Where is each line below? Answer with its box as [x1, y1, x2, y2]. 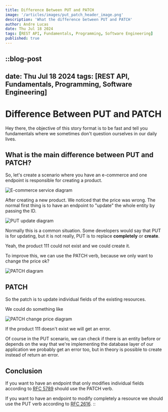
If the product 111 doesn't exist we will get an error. [5, 326, 111, 332]
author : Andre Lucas [5, 21, 49, 27]
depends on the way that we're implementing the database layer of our [5, 341, 154, 347]
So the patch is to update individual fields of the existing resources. [5, 296, 146, 303]
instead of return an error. [5, 352, 59, 358]
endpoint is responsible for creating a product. [5, 178, 103, 184]
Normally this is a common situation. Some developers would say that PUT [5, 227, 161, 234]
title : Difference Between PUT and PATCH [5, 7, 94, 13]
